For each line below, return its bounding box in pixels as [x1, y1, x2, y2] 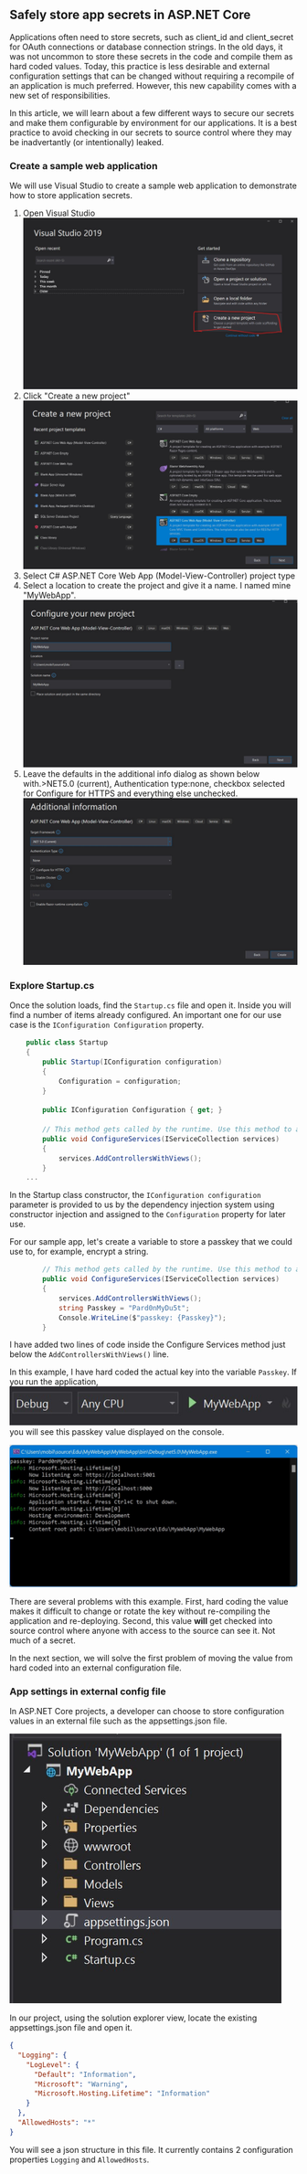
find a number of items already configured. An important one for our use [9, 1010, 281, 1021]
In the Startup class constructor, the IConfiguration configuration [9, 1190, 262, 1201]
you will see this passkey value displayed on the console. [9, 1426, 225, 1437]
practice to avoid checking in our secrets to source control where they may [9, 127, 292, 138]
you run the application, [9, 1376, 99, 1387]
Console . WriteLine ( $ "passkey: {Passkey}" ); [58, 1313, 227, 1322]
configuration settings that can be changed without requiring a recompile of [9, 70, 295, 81]
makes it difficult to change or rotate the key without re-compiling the [9, 1606, 271, 1617]
